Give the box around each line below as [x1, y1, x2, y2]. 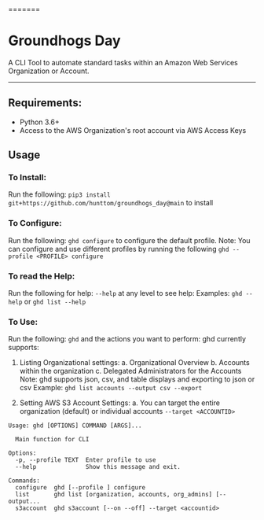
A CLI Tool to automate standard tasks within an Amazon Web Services [8, 57, 238, 67]
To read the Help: [8, 271, 75, 282]
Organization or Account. [8, 66, 90, 76]
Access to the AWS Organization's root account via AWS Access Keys [19, 125, 247, 135]
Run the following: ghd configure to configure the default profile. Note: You [8, 235, 251, 245]
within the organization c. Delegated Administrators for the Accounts [19, 367, 242, 376]
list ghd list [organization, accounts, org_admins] [15, 491, 213, 499]
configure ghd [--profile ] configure [15, 484, 146, 492]
